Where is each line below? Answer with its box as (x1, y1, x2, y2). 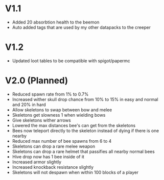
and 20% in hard (12, 102, 46, 107)
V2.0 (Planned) (5, 75, 69, 86)
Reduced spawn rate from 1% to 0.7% (12, 91, 89, 97)
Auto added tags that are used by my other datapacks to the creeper (12, 24, 151, 30)
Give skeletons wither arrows (12, 117, 71, 123)
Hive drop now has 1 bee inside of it (12, 154, 85, 159)
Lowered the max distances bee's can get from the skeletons (12, 122, 136, 128)
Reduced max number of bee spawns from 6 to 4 (12, 138, 112, 144)
